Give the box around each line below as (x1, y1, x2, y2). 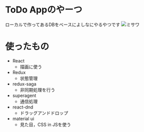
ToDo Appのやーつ (5, 4, 82, 15)
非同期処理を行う (19, 86, 55, 92)
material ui (12, 115, 34, 121)
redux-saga (12, 80, 36, 87)
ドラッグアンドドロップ (19, 110, 68, 116)
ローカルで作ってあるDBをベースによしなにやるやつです (5, 21, 120, 27)
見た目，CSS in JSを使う (19, 121, 71, 127)
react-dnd (12, 104, 33, 110)
